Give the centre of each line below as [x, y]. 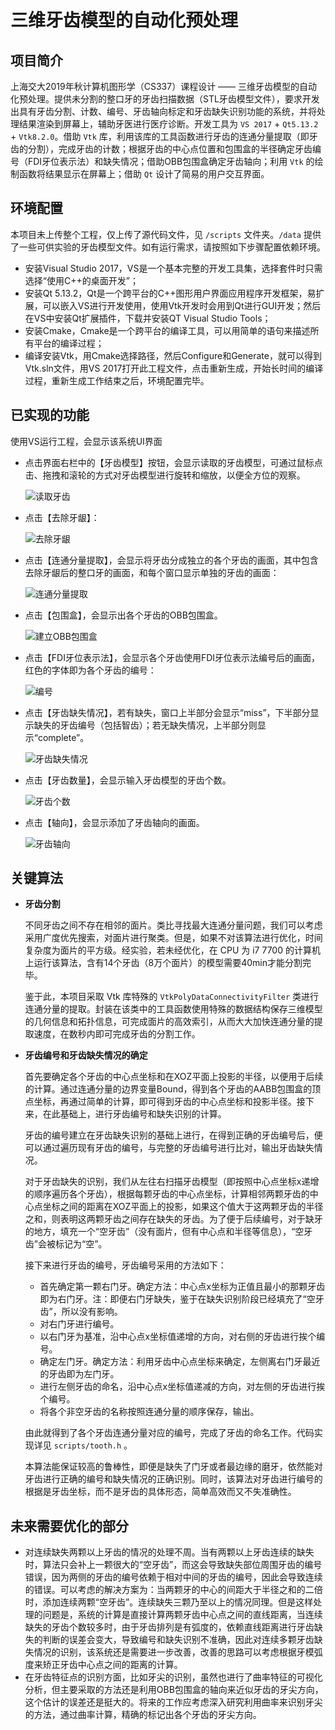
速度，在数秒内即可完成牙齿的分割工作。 [117, 1034]
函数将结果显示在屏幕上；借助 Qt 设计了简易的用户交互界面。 [144, 174]
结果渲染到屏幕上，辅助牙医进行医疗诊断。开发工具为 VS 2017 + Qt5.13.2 [168, 124]
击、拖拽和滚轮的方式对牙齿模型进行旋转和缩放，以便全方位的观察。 [165, 475]
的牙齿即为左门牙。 [79, 1374]
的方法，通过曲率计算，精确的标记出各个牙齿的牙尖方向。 [143, 1715]
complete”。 [63, 737]
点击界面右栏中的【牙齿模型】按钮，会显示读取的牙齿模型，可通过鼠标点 [173, 462]
